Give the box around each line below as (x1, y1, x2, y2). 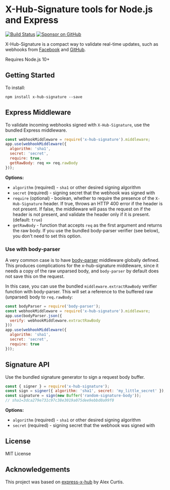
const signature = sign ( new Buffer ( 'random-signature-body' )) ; (5, 393, 142, 399)
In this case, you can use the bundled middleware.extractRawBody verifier (5, 283, 157, 289)
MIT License (5, 450, 31, 456)
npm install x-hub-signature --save (5, 94, 82, 100)
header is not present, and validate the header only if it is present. (12, 211, 150, 217)
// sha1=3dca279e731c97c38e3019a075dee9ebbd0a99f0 (5, 398, 114, 403)
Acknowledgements (5, 465, 70, 474)
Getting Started (5, 71, 55, 80)
